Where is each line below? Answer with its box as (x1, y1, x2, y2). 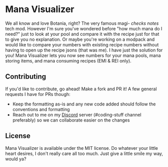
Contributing (5, 72, 46, 81)
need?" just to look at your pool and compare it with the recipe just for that (5, 31, 159, 37)
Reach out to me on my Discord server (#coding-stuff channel (12, 112, 142, 118)
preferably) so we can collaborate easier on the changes (12, 117, 130, 123)
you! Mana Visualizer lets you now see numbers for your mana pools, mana (5, 52, 161, 59)
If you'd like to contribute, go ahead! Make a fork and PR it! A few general (5, 86, 157, 92)
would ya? (5, 155, 27, 162)
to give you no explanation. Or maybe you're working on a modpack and (5, 36, 155, 42)
